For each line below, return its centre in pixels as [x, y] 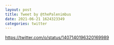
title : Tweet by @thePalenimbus [38, 14]
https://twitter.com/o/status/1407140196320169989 [57, 38]
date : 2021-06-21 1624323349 [35, 19]
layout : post [18, 10]
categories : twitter [26, 23]
